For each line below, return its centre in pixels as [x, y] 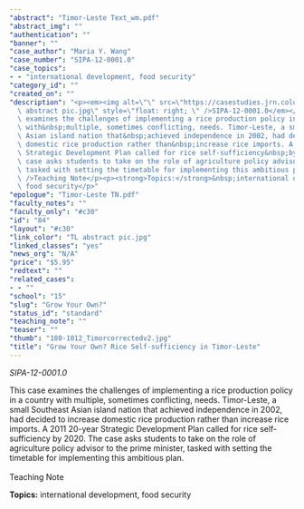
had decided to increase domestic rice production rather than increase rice [149, 419]
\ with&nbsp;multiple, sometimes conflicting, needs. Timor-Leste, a [151, 128]
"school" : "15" [38, 296]
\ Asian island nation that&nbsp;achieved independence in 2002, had [151, 136]
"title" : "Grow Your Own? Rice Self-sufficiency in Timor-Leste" [135, 347]
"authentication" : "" [50, 34]
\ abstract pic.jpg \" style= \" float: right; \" [109, 111]
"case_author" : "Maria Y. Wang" [70, 52]
